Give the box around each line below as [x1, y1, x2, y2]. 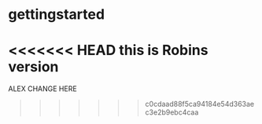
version [8, 58, 59, 76]
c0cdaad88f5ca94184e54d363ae [145, 100, 255, 109]
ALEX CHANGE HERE [8, 84, 77, 93]
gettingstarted [8, 5, 105, 24]
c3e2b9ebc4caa [145, 108, 199, 117]
